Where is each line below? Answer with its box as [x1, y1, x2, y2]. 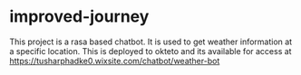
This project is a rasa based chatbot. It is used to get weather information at [9, 36, 293, 47]
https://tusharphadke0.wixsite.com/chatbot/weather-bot [9, 55, 220, 66]
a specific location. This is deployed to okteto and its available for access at [9, 45, 292, 56]
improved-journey [9, 6, 150, 27]
